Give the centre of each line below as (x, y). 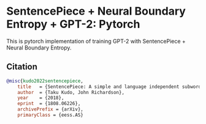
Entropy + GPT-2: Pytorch (73, 24)
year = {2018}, (41, 98)
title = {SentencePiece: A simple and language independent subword (109, 87)
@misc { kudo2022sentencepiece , (45, 81)
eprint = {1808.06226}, (49, 104)
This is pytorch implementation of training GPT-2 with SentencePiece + (96, 41)
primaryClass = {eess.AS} (51, 115)
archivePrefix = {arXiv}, (51, 109)
